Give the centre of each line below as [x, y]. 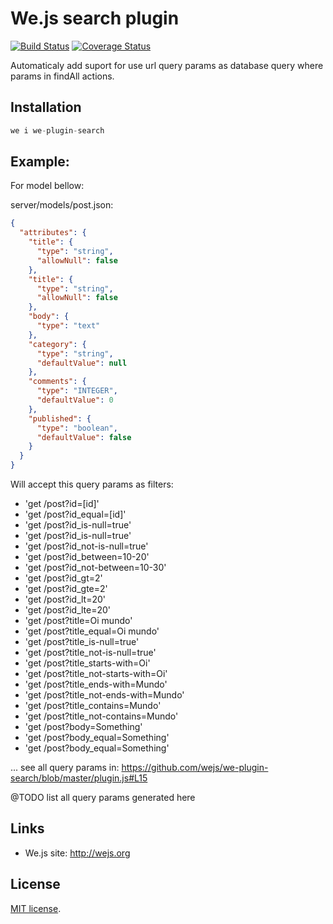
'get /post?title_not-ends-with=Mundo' [104, 695]
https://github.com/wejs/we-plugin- [195, 768]
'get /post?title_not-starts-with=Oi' [96, 674]
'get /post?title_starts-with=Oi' [87, 663]
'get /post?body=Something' [83, 727]
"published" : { [60, 418]
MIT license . [36, 908]
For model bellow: [47, 186]
